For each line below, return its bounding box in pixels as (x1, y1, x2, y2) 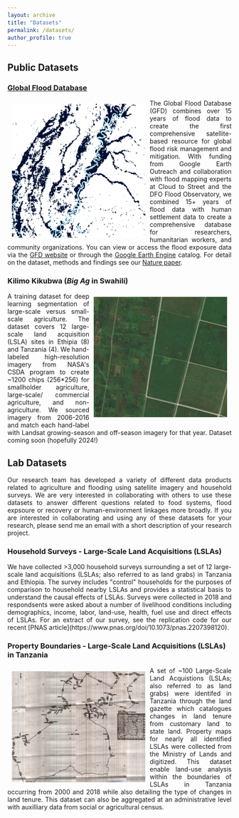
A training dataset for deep (7, 292, 90, 301)
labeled (7, 353, 30, 362)
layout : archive (7, 11, 55, 19)
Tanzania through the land (149, 696, 232, 705)
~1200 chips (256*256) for (7, 375, 90, 384)
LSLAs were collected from (149, 742, 232, 750)
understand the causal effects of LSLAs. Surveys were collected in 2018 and (7, 593, 232, 602)
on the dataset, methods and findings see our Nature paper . (7, 257, 183, 267)
